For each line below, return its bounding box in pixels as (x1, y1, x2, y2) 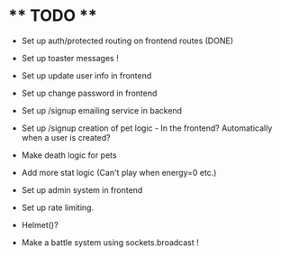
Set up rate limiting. (21, 202, 95, 213)
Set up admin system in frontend (21, 184, 143, 195)
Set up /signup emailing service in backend (21, 105, 182, 115)
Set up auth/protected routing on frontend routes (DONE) (21, 35, 233, 46)
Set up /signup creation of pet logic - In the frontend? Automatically (21, 123, 273, 133)
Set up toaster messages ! (21, 52, 119, 63)
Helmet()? (21, 219, 59, 230)
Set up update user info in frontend (21, 69, 152, 81)
